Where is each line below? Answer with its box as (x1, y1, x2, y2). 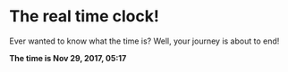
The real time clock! (9, 6, 159, 27)
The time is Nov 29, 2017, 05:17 (9, 52, 127, 63)
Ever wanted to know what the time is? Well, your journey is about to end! (9, 36, 280, 46)
